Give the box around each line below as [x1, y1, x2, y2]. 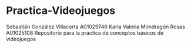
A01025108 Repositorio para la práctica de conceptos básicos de [6, 29, 164, 36]
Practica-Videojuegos [6, 4, 116, 17]
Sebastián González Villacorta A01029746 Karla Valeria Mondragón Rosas [6, 23, 185, 30]
